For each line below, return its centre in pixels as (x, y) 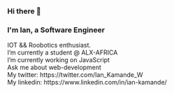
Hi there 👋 (24, 11)
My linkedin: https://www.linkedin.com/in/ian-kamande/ (87, 83)
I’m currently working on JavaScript (59, 60)
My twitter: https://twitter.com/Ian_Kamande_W (75, 75)
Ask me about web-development (54, 67)
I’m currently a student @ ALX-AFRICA (63, 52)
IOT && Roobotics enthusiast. (49, 45)
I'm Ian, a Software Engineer (56, 29)
